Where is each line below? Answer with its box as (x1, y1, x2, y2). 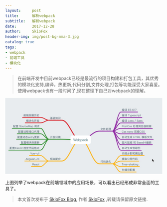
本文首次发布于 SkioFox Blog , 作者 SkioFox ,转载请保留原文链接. (17, 196, 148, 202)
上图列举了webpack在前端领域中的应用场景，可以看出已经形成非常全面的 (5, 179, 156, 185)
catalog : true (5, 40, 35, 45)
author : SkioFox (5, 29, 48, 34)
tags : (5, 45, 16, 50)
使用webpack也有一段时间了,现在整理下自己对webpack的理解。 (17, 88, 149, 94)
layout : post (5, 8, 41, 13)
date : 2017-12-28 (5, 24, 55, 29)
